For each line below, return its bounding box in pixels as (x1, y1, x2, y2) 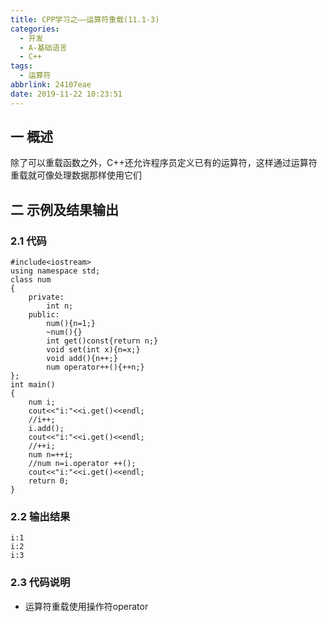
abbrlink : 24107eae (10, 80, 92, 90)
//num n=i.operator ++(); (28, 459, 137, 469)
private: (28, 292, 65, 303)
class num (10, 275, 52, 285)
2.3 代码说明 (10, 576, 71, 590)
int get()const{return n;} (46, 336, 159, 346)
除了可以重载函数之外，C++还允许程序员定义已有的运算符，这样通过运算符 (10, 157, 318, 169)
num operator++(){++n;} (46, 362, 145, 373)
